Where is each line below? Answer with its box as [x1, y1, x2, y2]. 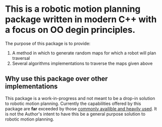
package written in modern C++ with [5, 14, 157, 25]
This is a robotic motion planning [5, 3, 141, 15]
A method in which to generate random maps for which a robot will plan [12, 50, 156, 56]
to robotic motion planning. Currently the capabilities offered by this [5, 101, 142, 106]
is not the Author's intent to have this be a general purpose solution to [5, 111, 145, 117]
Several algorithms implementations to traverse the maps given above [12, 60, 153, 66]
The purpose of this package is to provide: [5, 40, 91, 46]
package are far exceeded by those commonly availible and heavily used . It [5, 105, 157, 111]
